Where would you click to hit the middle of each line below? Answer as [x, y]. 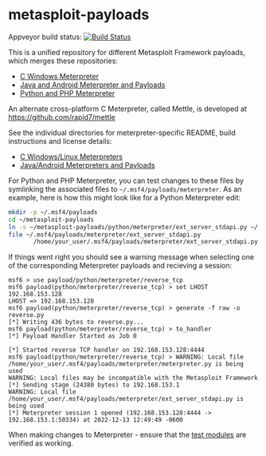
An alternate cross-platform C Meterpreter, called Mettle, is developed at [127, 109]
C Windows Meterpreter [59, 76]
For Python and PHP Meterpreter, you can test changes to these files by [126, 180]
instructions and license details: [60, 141]
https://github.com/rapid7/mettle [62, 117]
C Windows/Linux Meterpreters [71, 157]
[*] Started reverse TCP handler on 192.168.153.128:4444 [106, 350]
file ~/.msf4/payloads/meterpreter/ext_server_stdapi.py [105, 234]
